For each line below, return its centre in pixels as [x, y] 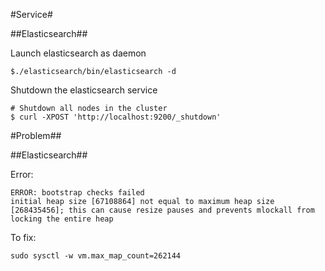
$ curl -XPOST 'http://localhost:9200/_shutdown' [116, 117]
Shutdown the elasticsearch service [84, 90]
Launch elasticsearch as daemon [78, 53]
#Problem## [36, 135]
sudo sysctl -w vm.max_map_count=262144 [96, 256]
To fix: [23, 237]
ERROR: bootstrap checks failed [77, 193]
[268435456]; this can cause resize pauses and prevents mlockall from [162, 210]
